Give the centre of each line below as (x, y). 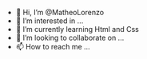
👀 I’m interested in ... (50, 21)
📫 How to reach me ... (53, 47)
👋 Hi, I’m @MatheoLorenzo (60, 12)
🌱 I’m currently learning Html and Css (77, 29)
